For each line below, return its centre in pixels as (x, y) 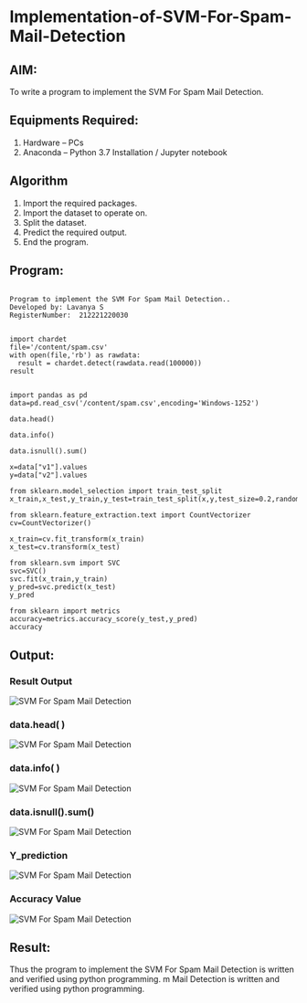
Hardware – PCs (53, 143)
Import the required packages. (80, 203)
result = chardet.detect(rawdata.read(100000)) (110, 364)
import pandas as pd (49, 396)
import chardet (38, 340)
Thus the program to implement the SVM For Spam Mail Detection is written (152, 969)
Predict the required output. (75, 232)
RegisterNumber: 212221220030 (69, 316)
